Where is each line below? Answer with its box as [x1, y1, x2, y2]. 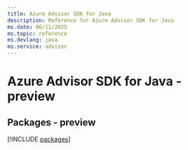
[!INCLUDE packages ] [7, 135, 71, 143]
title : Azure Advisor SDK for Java [7, 10, 112, 18]
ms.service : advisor [7, 43, 68, 50]
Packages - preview [7, 116, 96, 128]
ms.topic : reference [7, 30, 68, 37]
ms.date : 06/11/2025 [7, 23, 68, 30]
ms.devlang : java [7, 37, 58, 44]
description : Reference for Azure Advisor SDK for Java [7, 17, 174, 24]
